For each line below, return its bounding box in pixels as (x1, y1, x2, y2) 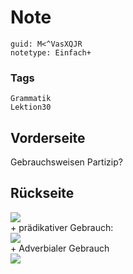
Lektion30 (10, 102, 52, 113)
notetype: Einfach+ (10, 47, 92, 58)
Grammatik (10, 94, 52, 104)
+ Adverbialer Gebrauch (10, 242, 110, 254)
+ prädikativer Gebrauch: (10, 221, 114, 233)
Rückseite (10, 185, 75, 202)
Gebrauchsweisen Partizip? (10, 156, 123, 168)
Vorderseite (10, 129, 86, 146)
